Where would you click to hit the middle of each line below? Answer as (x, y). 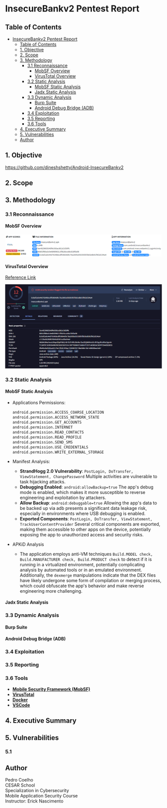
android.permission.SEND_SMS (42, 442)
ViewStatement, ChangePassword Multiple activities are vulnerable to (88, 476)
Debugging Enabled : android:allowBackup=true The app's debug (86, 487)
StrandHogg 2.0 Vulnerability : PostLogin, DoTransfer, (77, 471)
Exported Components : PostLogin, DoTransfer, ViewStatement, (86, 518)
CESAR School (20, 785)
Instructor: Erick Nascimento (34, 801)
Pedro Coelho (19, 780)
